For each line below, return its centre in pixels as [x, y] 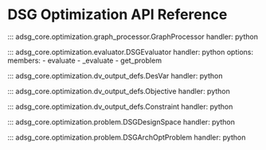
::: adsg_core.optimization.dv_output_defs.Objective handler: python [119, 91]
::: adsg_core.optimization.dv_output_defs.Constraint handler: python [120, 106]
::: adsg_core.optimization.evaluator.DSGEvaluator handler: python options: [131, 52]
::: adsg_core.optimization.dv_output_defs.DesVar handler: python [115, 75]
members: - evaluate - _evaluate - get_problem [85, 60]
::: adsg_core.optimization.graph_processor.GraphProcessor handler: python [133, 37]
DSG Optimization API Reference [117, 15]
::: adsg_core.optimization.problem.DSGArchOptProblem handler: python [127, 137]
